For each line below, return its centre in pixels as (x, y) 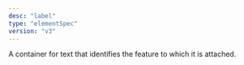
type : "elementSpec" (43, 24)
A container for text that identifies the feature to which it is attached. (122, 54)
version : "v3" (32, 31)
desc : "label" (32, 16)
